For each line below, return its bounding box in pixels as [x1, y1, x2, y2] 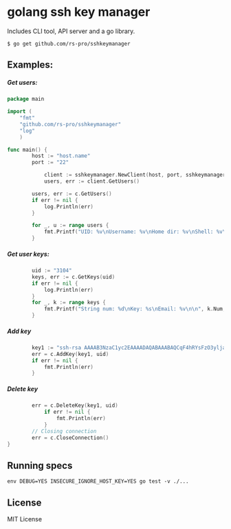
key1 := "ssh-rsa [32, 344, 81, 351]
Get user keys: [7, 250, 49, 258]
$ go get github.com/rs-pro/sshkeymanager [7, 40, 131, 47]
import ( [7, 108, 32, 115]
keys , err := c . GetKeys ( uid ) [32, 273, 115, 280]
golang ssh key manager [7, 4, 151, 20]
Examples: [7, 59, 54, 71]
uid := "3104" [32, 267, 72, 275]
